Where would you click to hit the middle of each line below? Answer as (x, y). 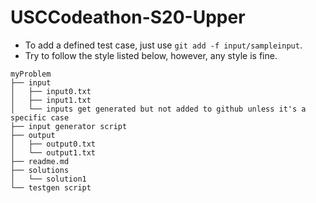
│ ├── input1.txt (51, 100)
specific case (40, 117)
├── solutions (40, 170)
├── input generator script (69, 126)
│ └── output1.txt (53, 152)
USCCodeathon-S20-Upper (128, 17)
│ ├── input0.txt (51, 91)
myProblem (31, 74)
